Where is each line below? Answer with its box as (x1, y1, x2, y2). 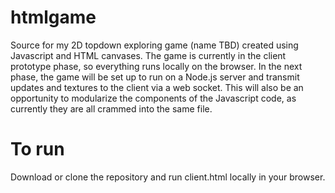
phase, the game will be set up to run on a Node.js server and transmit (10, 71, 300, 83)
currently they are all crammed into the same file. (10, 102, 213, 115)
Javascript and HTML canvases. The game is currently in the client (10, 49, 287, 61)
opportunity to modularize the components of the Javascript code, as (10, 92, 297, 104)
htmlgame (10, 6, 97, 29)
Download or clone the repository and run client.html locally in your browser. (10, 171, 326, 183)
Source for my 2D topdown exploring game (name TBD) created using (10, 39, 299, 51)
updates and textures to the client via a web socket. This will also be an (10, 81, 304, 93)
